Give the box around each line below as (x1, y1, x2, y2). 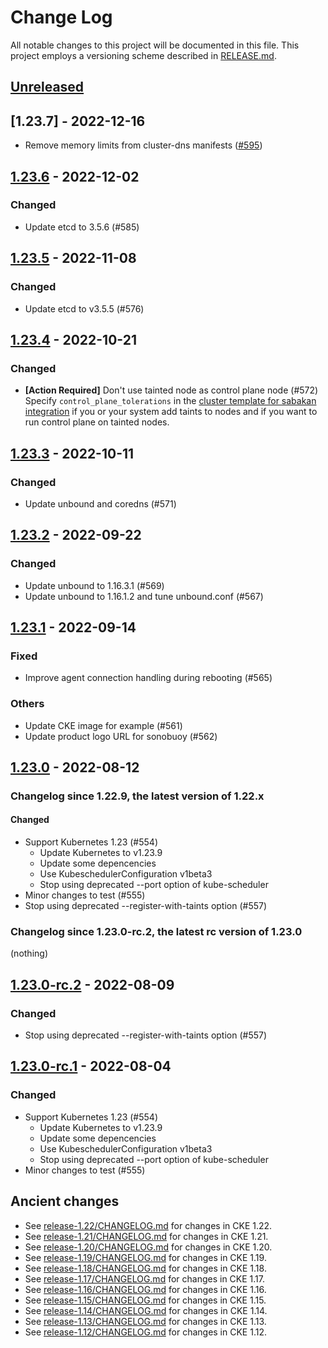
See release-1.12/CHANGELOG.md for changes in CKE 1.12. (24, 1326, 267, 1338)
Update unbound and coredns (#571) (24, 497, 177, 510)
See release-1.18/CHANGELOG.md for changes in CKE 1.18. (24, 1262, 267, 1274)
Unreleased (10, 79, 85, 96)
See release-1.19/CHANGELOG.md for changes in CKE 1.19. (24, 1251, 267, 1263)
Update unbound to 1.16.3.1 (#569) (24, 579, 165, 591)
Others (10, 697, 45, 711)
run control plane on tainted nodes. (24, 416, 170, 428)
